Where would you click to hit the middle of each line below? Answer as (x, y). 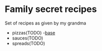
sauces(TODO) (28, 38)
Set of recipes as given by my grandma (45, 23)
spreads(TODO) (29, 43)
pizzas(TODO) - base (34, 32)
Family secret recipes (51, 9)
